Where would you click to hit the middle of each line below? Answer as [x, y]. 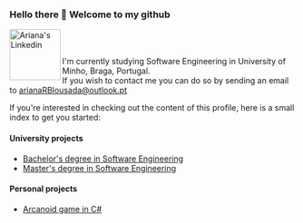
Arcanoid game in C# [62, 208]
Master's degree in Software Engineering [99, 168]
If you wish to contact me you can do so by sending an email [176, 81]
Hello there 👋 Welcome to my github [90, 15]
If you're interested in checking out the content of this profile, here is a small [152, 108]
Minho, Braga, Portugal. [107, 71]
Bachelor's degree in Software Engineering [103, 159]
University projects [46, 138]
